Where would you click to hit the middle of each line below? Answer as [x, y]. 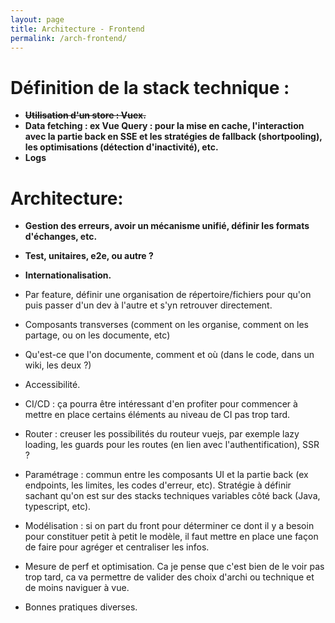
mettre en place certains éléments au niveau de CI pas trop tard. [157, 415]
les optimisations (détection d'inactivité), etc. [121, 147]
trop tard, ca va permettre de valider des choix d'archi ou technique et [169, 577]
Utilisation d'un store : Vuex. [85, 115]
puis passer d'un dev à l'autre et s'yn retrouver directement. [148, 305]
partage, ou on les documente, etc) [97, 335]
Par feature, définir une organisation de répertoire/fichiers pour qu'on [168, 295]
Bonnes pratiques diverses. [81, 607]
